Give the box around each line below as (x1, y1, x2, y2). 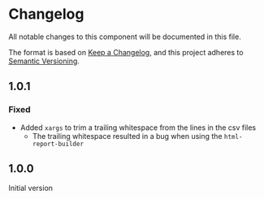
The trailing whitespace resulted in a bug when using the (32, 131, 223, 141)
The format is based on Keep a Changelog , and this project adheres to (8, 47, 244, 57)
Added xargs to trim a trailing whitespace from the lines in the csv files (19, 123, 257, 132)
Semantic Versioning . (8, 56, 80, 66)
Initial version (8, 184, 54, 193)
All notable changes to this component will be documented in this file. (8, 32, 241, 41)
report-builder (32, 140, 84, 148)
